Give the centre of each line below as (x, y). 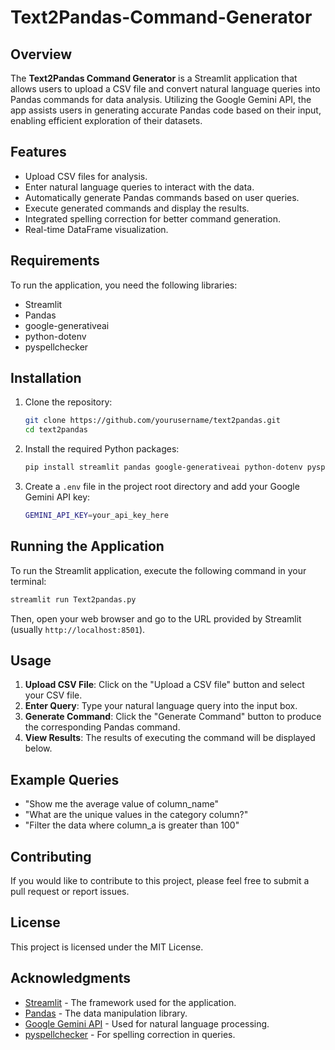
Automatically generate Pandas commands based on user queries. (162, 197)
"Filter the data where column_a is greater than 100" (132, 825)
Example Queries (65, 779)
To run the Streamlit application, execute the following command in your (158, 570)
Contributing (51, 856)
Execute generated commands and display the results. (137, 208)
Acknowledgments (71, 978)
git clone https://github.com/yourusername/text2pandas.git (152, 421)
